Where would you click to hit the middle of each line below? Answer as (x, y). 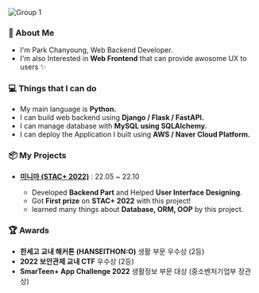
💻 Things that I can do (52, 89)
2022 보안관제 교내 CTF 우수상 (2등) (77, 261)
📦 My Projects (37, 155)
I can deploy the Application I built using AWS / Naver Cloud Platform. (135, 134)
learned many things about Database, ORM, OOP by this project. (137, 209)
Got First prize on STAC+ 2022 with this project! (111, 200)
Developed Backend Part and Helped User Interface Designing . (137, 192)
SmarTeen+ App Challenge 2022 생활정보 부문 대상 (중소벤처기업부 (128, 272)
